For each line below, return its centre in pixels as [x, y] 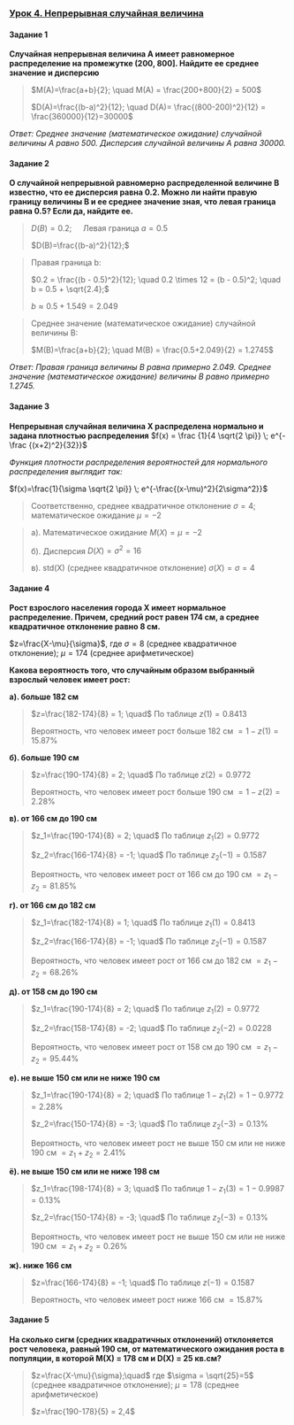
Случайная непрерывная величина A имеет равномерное [122, 54]
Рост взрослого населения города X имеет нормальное [118, 608]
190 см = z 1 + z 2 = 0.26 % [79, 1247]
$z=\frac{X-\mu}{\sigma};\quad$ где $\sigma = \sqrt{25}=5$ [142, 1375]
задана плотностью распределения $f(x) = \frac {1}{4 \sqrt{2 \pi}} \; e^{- [147, 435]
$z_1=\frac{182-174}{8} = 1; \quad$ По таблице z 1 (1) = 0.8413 [143, 923]
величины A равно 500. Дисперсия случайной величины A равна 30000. [147, 143]
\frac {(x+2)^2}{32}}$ [49, 444]
